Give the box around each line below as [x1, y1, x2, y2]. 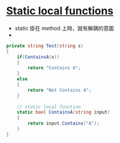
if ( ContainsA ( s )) [17, 54, 60, 60]
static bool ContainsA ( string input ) [17, 109, 110, 116]
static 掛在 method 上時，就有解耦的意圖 [14, 24, 114, 32]
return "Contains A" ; [27, 65, 81, 71]
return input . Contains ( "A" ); [27, 120, 100, 126]
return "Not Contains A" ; [27, 87, 92, 93]
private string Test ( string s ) [6, 43, 84, 49]
